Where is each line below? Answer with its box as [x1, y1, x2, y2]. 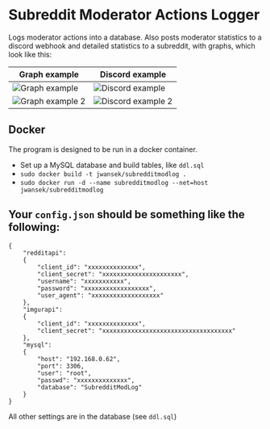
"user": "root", [37, 369, 92, 377]
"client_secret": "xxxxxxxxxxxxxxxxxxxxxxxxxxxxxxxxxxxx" [37, 326, 236, 334]
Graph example [19, 69, 79, 80]
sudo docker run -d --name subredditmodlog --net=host [19, 179, 209, 187]
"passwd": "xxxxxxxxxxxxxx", [37, 376, 135, 385]
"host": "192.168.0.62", [37, 355, 121, 363]
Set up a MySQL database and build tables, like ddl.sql [19, 160, 205, 170]
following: [8, 221, 60, 234]
